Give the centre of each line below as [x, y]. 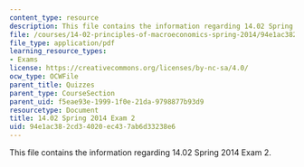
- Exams [24, 60]
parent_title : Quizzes [52, 85]
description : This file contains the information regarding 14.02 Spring [152, 26]
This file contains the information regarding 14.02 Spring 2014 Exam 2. [140, 153]
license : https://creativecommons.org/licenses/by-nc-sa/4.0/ [129, 69]
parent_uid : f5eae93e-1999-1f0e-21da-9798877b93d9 [107, 102]
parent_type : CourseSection [62, 93]
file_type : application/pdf [62, 43]
